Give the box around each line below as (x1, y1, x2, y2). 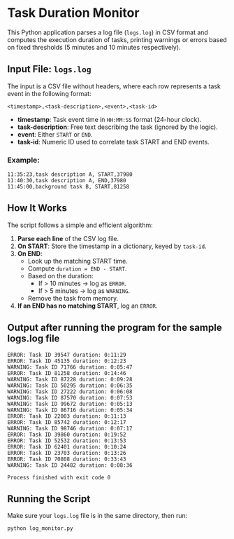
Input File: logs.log (7, 63, 92, 75)
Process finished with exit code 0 (7, 474, 111, 481)
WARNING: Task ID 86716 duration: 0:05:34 (7, 407, 133, 414)
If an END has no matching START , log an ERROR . (17, 301, 158, 310)
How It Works (7, 202, 68, 214)
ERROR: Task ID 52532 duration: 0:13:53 (7, 437, 127, 444)
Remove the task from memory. (27, 294, 119, 302)
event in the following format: (7, 89, 92, 97)
